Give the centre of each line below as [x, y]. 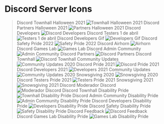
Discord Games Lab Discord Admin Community [79, 49]
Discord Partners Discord [106, 54]
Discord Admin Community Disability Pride [115, 95]
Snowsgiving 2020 [95, 74]
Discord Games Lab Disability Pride [52, 116]
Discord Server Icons [48, 9]
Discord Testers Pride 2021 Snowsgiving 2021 [85, 80]
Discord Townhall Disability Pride [95, 90]
